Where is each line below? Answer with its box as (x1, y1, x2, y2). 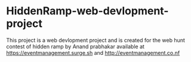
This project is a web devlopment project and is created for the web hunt (6, 36, 185, 44)
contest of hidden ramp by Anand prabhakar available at (6, 43, 145, 50)
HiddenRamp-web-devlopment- (6, 4, 169, 18)
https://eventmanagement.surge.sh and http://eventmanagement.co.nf (6, 49, 180, 56)
